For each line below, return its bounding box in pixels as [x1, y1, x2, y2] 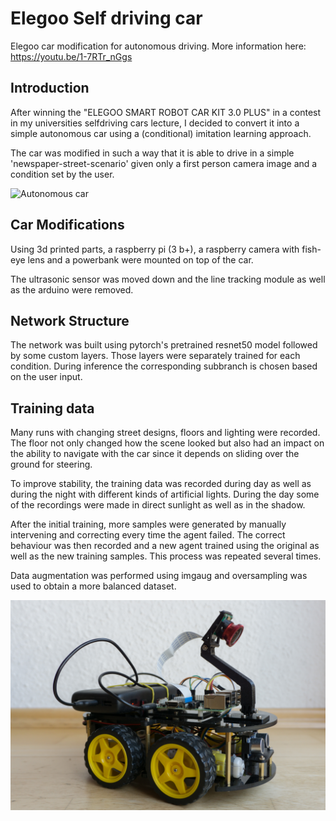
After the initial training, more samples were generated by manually [10, 518, 287, 531]
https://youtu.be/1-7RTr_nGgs [10, 50, 133, 62]
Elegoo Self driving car [10, 7, 203, 30]
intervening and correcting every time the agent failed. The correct [10, 529, 286, 541]
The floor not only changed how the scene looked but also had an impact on [10, 437, 325, 449]
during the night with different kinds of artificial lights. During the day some [10, 488, 320, 501]
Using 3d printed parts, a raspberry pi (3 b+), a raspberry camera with [10, 243, 300, 255]
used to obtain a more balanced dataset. [10, 580, 177, 592]
